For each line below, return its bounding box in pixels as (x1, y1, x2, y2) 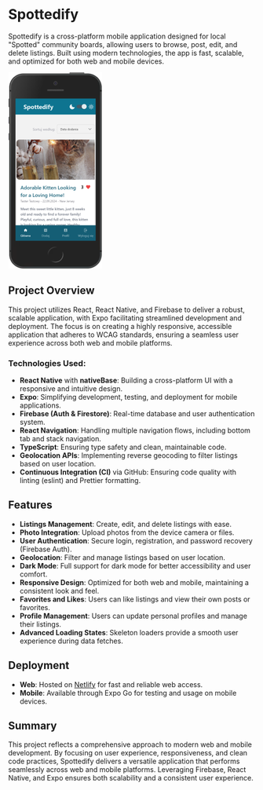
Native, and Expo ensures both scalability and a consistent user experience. (8, 774, 254, 783)
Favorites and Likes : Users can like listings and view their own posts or (19, 594, 250, 604)
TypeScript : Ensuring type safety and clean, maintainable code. (19, 442, 227, 452)
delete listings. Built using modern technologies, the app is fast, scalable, (8, 48, 245, 57)
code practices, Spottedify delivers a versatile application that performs (8, 756, 240, 766)
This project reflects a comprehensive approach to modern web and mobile (8, 740, 253, 749)
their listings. (19, 619, 61, 629)
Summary (8, 719, 57, 733)
